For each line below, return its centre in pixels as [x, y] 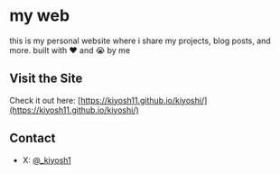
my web [40, 16]
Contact [33, 138]
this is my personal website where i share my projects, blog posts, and [140, 41]
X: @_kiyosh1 [47, 160]
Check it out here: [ [45, 100]
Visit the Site [46, 79]
